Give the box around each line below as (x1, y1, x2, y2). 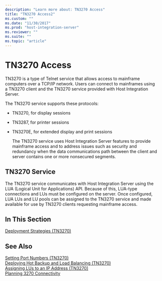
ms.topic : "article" (5, 39, 47, 44)
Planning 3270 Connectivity (5, 270, 61, 277)
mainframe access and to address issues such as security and (12, 143, 137, 149)
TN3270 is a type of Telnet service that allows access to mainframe (5, 76, 140, 82)
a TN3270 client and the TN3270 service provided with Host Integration (5, 86, 148, 92)
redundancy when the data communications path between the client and (12, 149, 158, 154)
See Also (5, 242, 32, 250)
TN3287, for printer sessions (12, 119, 69, 125)
